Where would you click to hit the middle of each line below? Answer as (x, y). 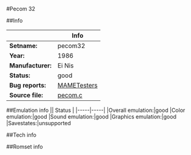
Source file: (26, 95)
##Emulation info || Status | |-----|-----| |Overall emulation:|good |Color (96, 110)
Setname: (23, 46)
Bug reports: (28, 85)
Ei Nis (65, 65)
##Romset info (25, 146)
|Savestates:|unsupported (39, 123)
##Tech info (21, 135)
